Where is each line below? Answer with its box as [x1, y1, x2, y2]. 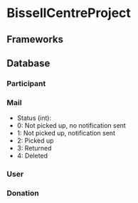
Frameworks [6, 33, 64, 45]
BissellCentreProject [6, 5, 131, 21]
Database [6, 57, 51, 69]
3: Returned [16, 144, 52, 153]
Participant [6, 78, 46, 88]
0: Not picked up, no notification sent [16, 121, 126, 130]
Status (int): [16, 114, 51, 122]
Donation [6, 188, 40, 198]
